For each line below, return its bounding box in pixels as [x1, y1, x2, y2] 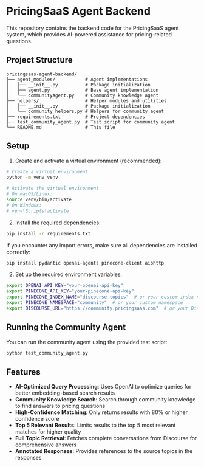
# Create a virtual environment [6, 168, 88, 175]
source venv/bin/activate [6, 196, 72, 203]
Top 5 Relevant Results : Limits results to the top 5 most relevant [15, 421, 176, 429]
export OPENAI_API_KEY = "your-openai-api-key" [6, 283, 123, 289]
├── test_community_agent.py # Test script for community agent [6, 119, 175, 125]
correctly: [6, 248, 31, 255]
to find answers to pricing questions [15, 403, 106, 410]
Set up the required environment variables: [15, 271, 123, 278]
